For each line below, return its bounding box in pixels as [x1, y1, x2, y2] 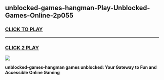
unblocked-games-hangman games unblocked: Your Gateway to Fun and [5, 64, 157, 70]
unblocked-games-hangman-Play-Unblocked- [5, 4, 150, 12]
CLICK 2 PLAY [5, 44, 39, 51]
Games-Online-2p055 [5, 12, 74, 20]
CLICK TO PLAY [5, 26, 43, 33]
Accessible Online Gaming [5, 69, 60, 75]
